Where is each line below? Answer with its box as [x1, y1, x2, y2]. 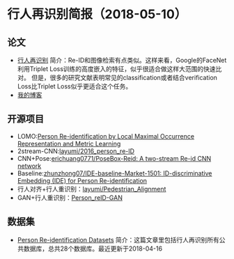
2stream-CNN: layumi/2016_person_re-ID [17, 147, 134, 155]
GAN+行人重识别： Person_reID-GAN [17, 193, 123, 202]
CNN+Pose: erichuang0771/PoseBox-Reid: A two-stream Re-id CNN [17, 154, 212, 162]
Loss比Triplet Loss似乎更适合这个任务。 [17, 82, 132, 91]
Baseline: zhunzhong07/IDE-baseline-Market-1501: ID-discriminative [17, 168, 212, 178]
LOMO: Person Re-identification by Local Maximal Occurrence [17, 132, 195, 140]
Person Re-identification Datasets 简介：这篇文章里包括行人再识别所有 [17, 235, 219, 244]
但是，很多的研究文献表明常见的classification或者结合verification [31, 74, 218, 81]
